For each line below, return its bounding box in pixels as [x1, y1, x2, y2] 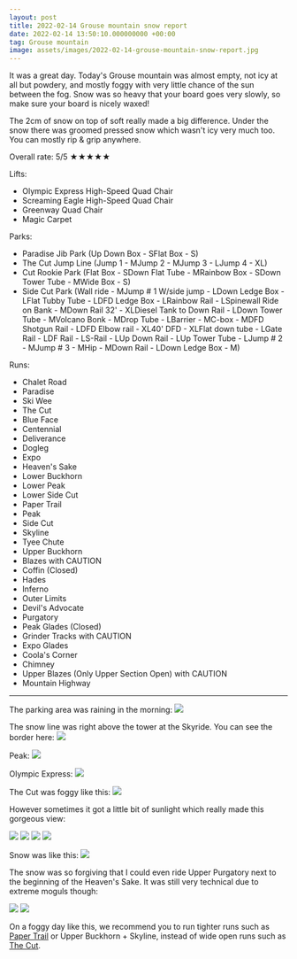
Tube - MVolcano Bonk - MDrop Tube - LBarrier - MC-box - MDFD [21, 314, 264, 325]
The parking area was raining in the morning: [9, 705, 173, 715]
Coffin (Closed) [21, 565, 79, 576]
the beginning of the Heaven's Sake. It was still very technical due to [9, 877, 259, 887]
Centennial [21, 424, 62, 435]
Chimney [21, 659, 55, 669]
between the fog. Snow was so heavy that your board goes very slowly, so [9, 89, 281, 100]
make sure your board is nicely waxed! [9, 98, 150, 109]
